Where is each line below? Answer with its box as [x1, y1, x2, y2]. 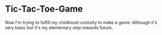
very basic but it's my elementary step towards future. [5, 24, 113, 30]
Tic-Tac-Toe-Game [5, 3, 83, 15]
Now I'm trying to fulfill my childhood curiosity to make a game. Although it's [5, 19, 158, 25]
